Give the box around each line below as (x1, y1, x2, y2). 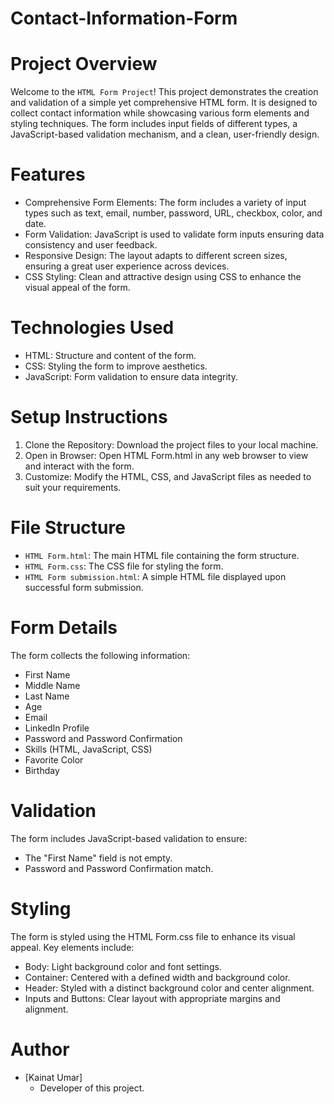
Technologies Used (10, 317, 175, 339)
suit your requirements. (24, 481, 122, 493)
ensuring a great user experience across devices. (24, 260, 230, 272)
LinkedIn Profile (24, 722, 90, 734)
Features (10, 163, 86, 186)
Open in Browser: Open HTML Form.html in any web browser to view (24, 449, 309, 461)
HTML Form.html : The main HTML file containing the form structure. (24, 549, 300, 561)
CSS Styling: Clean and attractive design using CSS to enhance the (24, 271, 302, 283)
